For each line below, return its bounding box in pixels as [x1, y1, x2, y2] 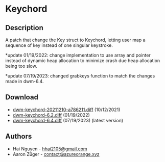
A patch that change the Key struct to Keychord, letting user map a [5, 37, 146, 43]
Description [5, 23, 43, 32]
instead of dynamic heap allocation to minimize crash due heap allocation [5, 58, 160, 64]
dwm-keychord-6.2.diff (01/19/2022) [12, 112, 90, 118]
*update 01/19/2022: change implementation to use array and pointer [5, 52, 151, 58]
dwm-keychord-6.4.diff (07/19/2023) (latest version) [12, 117, 124, 123]
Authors [5, 132, 32, 141]
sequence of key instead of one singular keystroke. [5, 42, 113, 48]
